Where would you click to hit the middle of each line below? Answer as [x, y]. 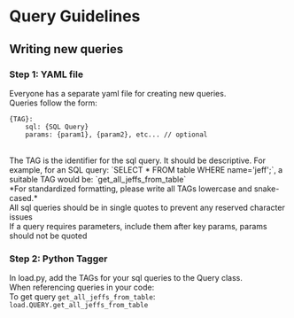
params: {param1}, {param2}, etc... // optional [116, 135]
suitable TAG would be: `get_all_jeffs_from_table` [98, 179]
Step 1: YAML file [46, 74]
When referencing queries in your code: [82, 287]
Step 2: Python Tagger [58, 259]
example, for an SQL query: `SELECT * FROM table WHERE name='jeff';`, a [146, 169]
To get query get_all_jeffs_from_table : [82, 297]
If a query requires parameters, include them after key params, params [138, 226]
